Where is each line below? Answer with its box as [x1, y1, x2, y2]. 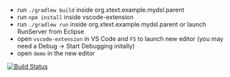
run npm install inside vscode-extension [16, 13, 134, 21]
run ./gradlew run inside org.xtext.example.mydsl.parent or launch [16, 20, 207, 28]
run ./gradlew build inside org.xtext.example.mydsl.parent [16, 6, 185, 14]
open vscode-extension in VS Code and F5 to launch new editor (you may [16, 35, 224, 43]
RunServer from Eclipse [16, 27, 84, 35]
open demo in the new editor [16, 49, 95, 57]
